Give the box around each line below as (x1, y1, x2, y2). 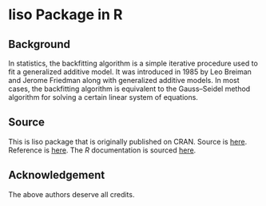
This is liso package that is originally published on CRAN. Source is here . (8, 137, 248, 146)
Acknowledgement (8, 168, 105, 182)
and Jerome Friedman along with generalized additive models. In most (8, 76, 240, 85)
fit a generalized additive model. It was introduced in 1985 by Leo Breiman (8, 67, 252, 77)
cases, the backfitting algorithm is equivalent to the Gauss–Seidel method (8, 84, 251, 93)
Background (8, 38, 70, 51)
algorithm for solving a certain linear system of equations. (8, 93, 198, 101)
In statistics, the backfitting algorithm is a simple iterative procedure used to (8, 58, 258, 68)
